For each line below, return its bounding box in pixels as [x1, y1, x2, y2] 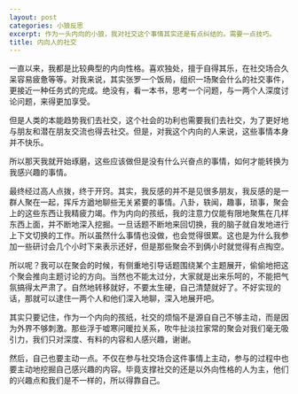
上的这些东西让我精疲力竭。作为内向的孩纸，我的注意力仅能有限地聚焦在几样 [9, 208, 289, 219]
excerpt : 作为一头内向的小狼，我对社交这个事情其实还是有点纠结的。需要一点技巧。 [9, 29, 277, 38]
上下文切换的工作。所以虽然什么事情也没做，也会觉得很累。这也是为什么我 [9, 230, 281, 241]
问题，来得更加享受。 [16, 97, 95, 107]
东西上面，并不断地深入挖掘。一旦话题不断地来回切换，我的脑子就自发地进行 [9, 219, 289, 230]
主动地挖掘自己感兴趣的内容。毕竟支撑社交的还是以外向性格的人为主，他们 [16, 364, 289, 375]
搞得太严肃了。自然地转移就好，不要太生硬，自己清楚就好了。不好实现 [16, 282, 273, 293]
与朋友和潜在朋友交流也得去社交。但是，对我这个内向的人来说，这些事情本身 [9, 126, 289, 137]
